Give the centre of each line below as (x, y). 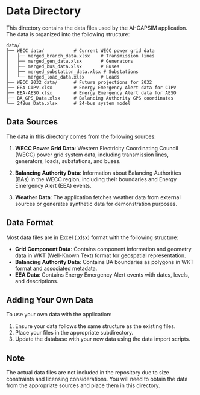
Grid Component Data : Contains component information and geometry (103, 249)
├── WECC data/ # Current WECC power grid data (80, 50)
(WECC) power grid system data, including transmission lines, (92, 155)
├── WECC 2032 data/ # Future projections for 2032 (79, 82)
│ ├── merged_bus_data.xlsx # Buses (63, 66)
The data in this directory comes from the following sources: (81, 136)
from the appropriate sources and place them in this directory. (83, 385)
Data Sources (32, 122)
